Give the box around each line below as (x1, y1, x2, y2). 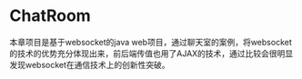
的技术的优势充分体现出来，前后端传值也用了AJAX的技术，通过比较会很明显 (9, 47, 294, 59)
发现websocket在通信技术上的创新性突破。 (9, 59, 170, 70)
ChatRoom (9, 5, 91, 26)
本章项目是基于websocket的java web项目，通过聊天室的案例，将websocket (9, 36, 293, 47)
